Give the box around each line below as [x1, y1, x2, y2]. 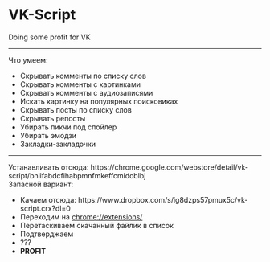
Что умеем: [8, 55, 48, 65]
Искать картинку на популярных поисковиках [19, 96, 178, 106]
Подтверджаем [19, 229, 74, 239]
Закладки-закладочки [19, 139, 96, 149]
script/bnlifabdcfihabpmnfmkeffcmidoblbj [8, 170, 146, 180]
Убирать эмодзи [19, 130, 77, 140]
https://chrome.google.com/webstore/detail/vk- [90, 162, 249, 172]
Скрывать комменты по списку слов [19, 71, 147, 80]
